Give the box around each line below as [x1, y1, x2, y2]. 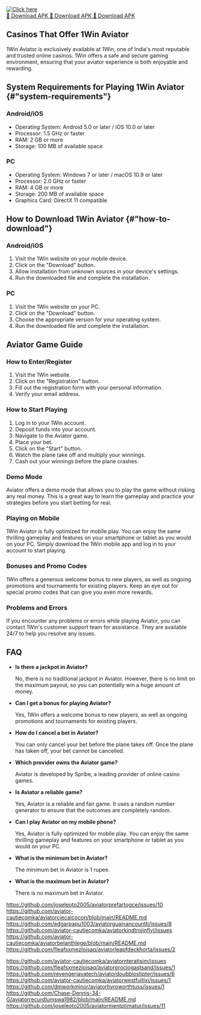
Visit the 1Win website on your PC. [14, 303, 100, 310]
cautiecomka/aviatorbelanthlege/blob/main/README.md [6, 939, 146, 946]
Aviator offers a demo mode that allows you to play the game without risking [6, 486, 195, 493]
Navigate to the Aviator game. [14, 432, 89, 439]
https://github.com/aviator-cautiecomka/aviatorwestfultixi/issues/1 [6, 976, 172, 984]
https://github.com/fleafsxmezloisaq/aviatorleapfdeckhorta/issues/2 [6, 945, 176, 953]
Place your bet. [14, 438, 53, 445]
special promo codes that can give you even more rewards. [6, 588, 153, 596]
